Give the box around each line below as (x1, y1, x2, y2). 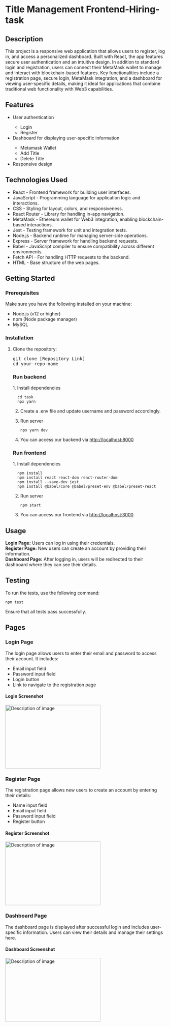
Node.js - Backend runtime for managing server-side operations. (12, 232, 148, 239)
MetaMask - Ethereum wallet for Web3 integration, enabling (12, 216, 138, 222)
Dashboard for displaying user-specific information (12, 135, 120, 141)
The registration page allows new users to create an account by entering (5, 787, 157, 793)
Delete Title (20, 155, 45, 161)
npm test (5, 599, 24, 605)
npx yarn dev (20, 427, 48, 433)
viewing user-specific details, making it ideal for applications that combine (5, 80, 161, 86)
